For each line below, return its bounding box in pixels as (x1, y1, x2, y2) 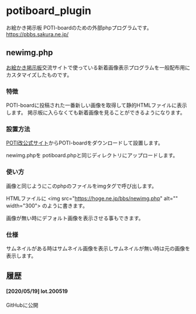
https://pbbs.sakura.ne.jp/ (6, 30, 69, 37)
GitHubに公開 (6, 301, 39, 308)
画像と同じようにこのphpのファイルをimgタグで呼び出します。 (6, 182, 157, 189)
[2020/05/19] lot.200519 (6, 288, 68, 295)
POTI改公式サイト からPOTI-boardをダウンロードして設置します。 (6, 139, 164, 147)
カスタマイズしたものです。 (6, 71, 73, 78)
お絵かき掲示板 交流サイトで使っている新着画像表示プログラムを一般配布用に (6, 64, 190, 71)
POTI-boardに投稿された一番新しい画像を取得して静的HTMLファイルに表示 (6, 102, 187, 109)
